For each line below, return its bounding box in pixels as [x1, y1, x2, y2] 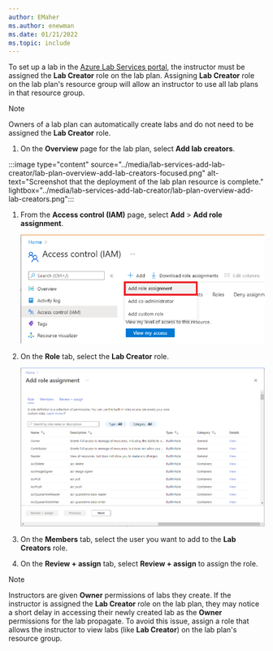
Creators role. [19, 543, 68, 553]
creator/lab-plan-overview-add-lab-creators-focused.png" [8, 168, 206, 178]
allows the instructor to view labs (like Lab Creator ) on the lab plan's [8, 624, 237, 634]
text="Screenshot [8, 177, 67, 187]
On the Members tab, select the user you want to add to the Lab [19, 534, 236, 544]
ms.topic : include [8, 39, 71, 47]
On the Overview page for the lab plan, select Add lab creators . [19, 144, 236, 154]
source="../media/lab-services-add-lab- [90, 159, 226, 170]
